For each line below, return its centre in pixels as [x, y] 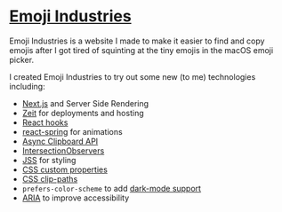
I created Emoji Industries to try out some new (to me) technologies [133, 76]
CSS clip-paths [50, 178]
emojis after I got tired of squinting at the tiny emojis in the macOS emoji [141, 50]
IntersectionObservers [63, 150]
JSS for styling [49, 160]
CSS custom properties [65, 169]
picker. [21, 59]
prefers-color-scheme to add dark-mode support [112, 188]
